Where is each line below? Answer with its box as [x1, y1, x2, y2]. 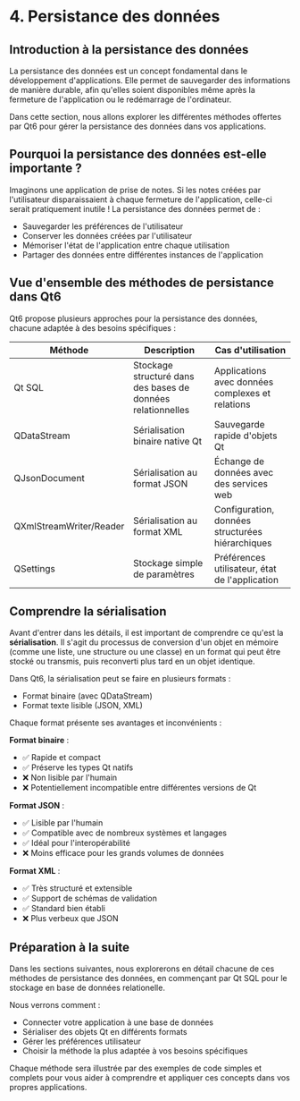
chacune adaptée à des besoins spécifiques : [9, 322, 177, 333]
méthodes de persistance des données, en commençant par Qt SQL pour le [9, 973, 287, 984]
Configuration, [213, 503, 275, 515]
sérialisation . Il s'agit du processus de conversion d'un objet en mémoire [9, 637, 279, 648]
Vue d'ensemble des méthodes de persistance [9, 275, 275, 291]
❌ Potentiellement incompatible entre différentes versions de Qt [21, 783, 257, 793]
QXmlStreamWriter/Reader [13, 520, 125, 532]
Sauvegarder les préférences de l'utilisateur [21, 221, 184, 232]
